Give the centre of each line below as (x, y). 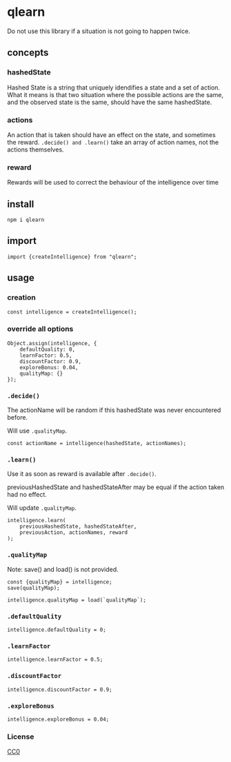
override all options (40, 329)
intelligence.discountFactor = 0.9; (60, 690)
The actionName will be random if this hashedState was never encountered (114, 410)
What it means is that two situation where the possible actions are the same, (115, 94)
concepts (28, 53)
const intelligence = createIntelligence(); (72, 312)
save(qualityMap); (33, 588)
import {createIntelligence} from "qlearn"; (72, 257)
